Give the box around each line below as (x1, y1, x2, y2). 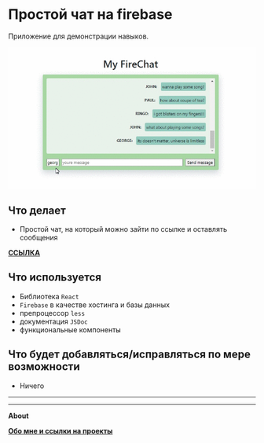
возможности (8, 360, 80, 374)
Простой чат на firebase (8, 5, 173, 24)
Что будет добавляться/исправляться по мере (8, 348, 251, 361)
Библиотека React (19, 291, 79, 301)
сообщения (19, 232, 58, 242)
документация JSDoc (19, 317, 88, 326)
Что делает (8, 203, 67, 217)
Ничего (19, 381, 45, 390)
